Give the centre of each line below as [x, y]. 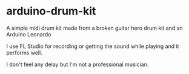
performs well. [24, 52]
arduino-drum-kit [51, 11]
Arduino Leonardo [29, 34]
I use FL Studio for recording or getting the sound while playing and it [93, 46]
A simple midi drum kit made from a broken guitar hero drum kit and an [94, 28]
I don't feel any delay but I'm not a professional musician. [78, 64]
